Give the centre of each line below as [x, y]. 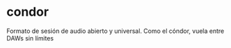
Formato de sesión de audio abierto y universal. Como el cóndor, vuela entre [115, 31]
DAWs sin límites [30, 38]
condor [28, 12]
